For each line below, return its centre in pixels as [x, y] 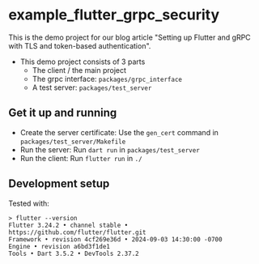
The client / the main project [79, 70]
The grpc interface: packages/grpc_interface [107, 79]
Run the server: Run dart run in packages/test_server [110, 149]
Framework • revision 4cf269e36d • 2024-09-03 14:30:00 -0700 [115, 239]
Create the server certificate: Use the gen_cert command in [119, 132]
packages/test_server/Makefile [73, 142]
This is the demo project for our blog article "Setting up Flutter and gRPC [129, 37]
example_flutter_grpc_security [114, 15]
